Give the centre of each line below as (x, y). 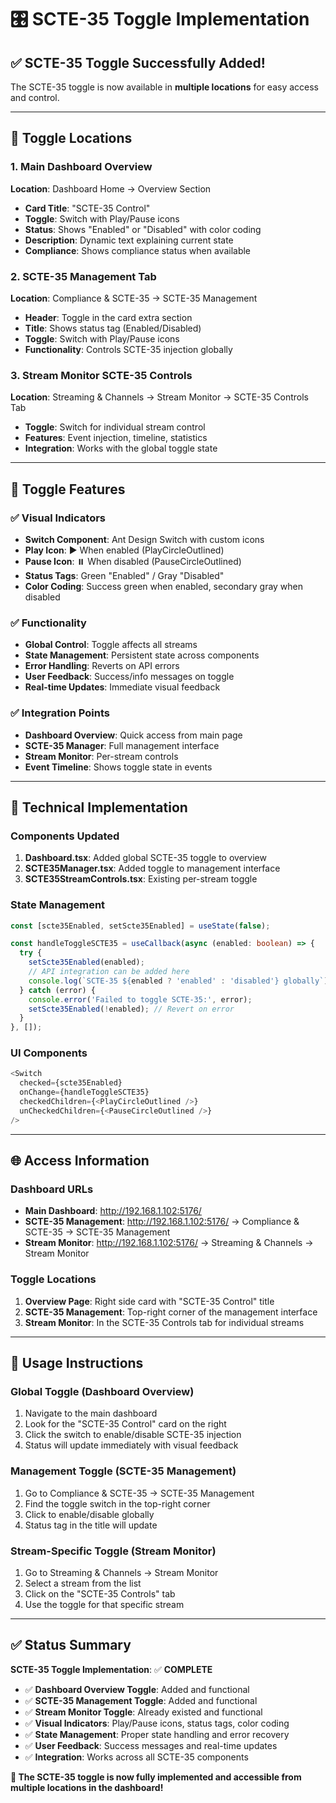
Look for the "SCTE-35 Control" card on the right (125, 1424)
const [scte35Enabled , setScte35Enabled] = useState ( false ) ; (140, 926)
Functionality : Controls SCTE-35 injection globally (128, 349)
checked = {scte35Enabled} (71, 1083)
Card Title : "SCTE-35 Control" (87, 208)
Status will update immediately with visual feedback (131, 1445)
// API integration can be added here (109, 972)
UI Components (49, 1053)
